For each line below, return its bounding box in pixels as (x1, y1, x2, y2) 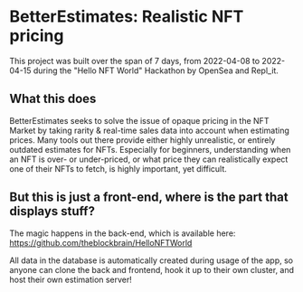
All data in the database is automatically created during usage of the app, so (9, 255, 294, 266)
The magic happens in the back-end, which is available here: (9, 228, 236, 239)
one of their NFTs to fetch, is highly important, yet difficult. (9, 163, 228, 174)
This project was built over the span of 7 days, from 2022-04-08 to (9, 55, 260, 66)
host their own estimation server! (9, 274, 133, 285)
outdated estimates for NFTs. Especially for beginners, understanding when (9, 144, 291, 155)
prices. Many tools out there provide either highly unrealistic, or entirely (9, 134, 276, 146)
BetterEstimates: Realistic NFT (9, 6, 244, 27)
